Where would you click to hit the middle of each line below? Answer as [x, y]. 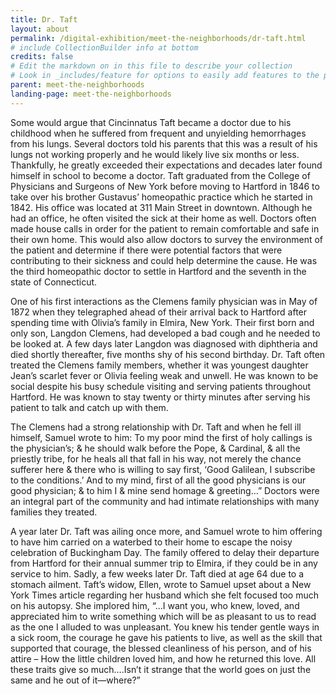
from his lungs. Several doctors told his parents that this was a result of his [164, 143]
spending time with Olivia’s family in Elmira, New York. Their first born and [162, 322]
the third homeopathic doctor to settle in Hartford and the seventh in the [158, 271]
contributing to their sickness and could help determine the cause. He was [164, 260]
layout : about [40, 29]
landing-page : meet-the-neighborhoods [91, 94]
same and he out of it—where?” [75, 680]
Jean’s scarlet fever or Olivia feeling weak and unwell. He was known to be [164, 375]
